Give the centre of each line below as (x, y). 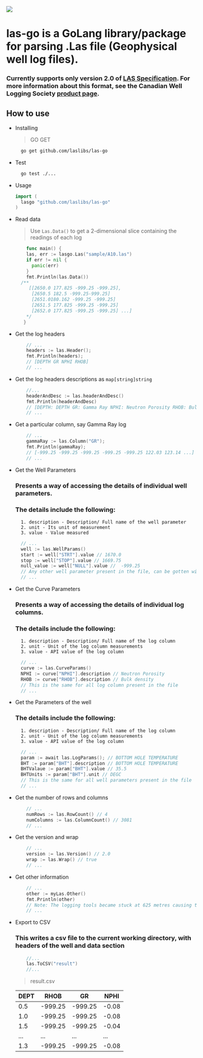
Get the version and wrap (47, 837)
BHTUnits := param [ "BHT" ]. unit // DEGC (71, 775)
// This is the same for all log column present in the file (100, 685)
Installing (26, 128)
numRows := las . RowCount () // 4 (67, 814)
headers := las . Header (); (59, 351)
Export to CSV (33, 922)
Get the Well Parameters (45, 470)
